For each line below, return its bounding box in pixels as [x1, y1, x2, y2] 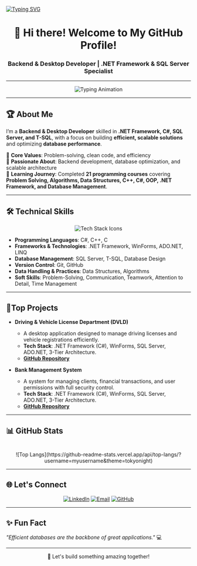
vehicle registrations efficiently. [23, 336, 100, 343]
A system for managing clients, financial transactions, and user [23, 378, 176, 385]
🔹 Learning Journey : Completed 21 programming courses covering [6, 171, 171, 178]
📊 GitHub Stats [6, 426, 63, 436]
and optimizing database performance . [6, 140, 103, 147]
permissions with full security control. [23, 383, 114, 391]
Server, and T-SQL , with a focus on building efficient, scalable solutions [6, 134, 183, 141]
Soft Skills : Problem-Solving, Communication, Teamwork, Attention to [14, 274, 184, 281]
